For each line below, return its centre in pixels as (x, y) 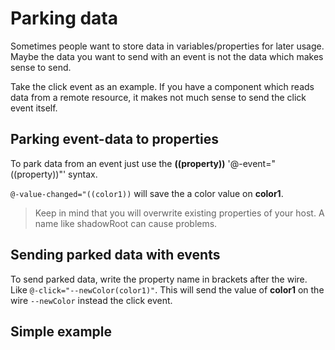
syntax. (83, 174)
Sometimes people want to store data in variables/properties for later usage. (167, 46)
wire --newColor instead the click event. (91, 300)
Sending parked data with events (115, 255)
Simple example (61, 331)
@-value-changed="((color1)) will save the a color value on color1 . (147, 193)
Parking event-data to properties (114, 139)
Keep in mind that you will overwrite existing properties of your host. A (179, 213)
